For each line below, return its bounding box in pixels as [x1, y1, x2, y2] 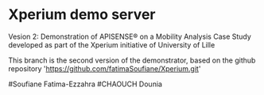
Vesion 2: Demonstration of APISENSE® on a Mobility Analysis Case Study [8, 32, 252, 41]
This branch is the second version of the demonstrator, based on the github [8, 55, 256, 65]
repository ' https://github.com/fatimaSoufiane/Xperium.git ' [8, 63, 201, 73]
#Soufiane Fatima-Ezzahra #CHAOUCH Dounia [8, 79, 163, 89]
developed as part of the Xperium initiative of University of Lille [8, 40, 215, 49]
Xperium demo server [8, 6, 156, 24]
